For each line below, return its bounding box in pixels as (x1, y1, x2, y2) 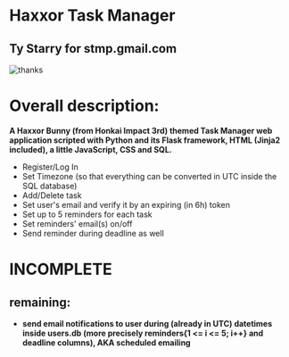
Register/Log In (21, 162, 78, 172)
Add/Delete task (21, 189, 82, 201)
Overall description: (9, 95, 160, 116)
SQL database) (21, 180, 78, 191)
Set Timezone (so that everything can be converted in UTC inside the (21, 170, 277, 181)
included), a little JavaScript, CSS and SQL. (9, 144, 172, 154)
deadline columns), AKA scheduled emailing (21, 336, 191, 348)
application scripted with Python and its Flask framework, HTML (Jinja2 (9, 135, 281, 145)
